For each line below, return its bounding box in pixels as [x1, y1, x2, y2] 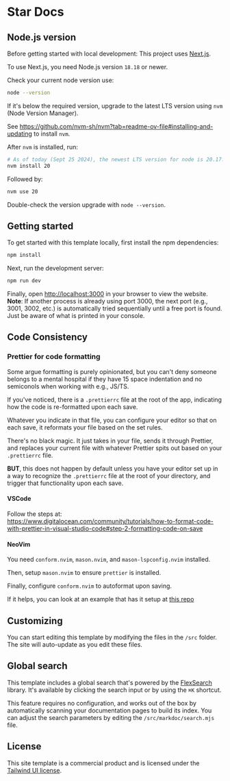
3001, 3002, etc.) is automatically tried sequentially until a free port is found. [7, 304, 222, 312]
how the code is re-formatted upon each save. [7, 402, 138, 411]
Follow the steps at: [7, 510, 62, 518]
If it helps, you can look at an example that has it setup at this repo [7, 595, 194, 604]
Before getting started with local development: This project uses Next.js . [7, 49, 211, 58]
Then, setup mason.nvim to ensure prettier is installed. [7, 569, 162, 577]
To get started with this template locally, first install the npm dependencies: [7, 238, 219, 247]
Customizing [7, 615, 63, 627]
